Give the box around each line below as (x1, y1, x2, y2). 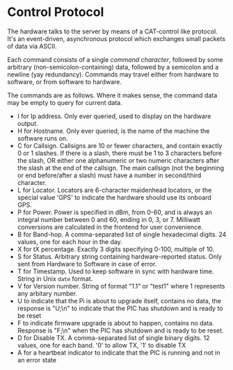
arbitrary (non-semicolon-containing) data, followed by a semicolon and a (7, 63, 219, 71)
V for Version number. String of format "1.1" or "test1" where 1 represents (17, 282, 225, 290)
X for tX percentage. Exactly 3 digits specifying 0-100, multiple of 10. (17, 245, 215, 253)
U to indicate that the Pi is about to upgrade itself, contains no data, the (17, 296, 221, 305)
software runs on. (17, 134, 68, 143)
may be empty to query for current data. (7, 98, 123, 106)
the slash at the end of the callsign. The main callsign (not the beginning (17, 163, 225, 172)
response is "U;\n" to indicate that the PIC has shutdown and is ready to (17, 304, 223, 312)
